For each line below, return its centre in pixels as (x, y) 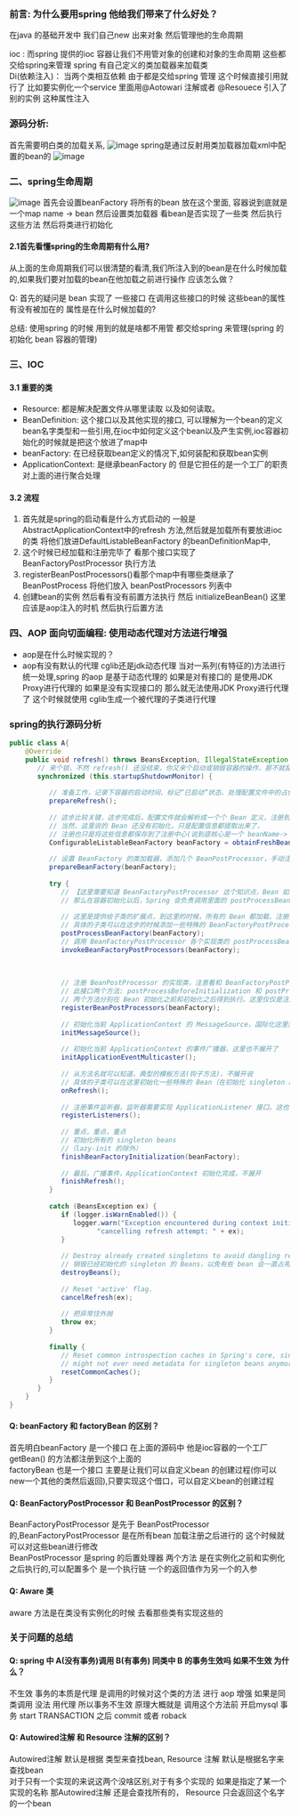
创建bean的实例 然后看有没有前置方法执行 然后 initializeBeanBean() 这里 (154, 597)
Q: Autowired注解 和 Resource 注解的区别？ (90, 1738)
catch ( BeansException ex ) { (103, 1207)
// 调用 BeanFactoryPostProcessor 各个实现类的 (145, 942)
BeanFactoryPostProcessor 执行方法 (89, 563)
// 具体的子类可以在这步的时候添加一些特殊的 (133, 925)
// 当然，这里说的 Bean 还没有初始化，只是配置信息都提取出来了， (156, 826)
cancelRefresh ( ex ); (97, 1297)
